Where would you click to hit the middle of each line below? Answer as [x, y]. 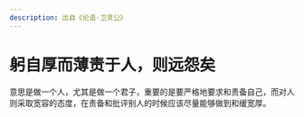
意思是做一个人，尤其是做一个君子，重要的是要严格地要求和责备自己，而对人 [152, 92]
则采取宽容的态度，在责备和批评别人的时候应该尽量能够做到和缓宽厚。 [140, 103]
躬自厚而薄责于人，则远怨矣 [113, 65]
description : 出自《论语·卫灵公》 [68, 18]
